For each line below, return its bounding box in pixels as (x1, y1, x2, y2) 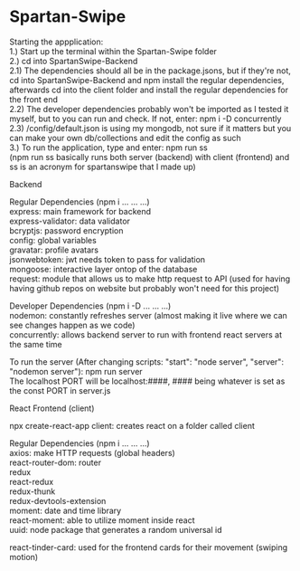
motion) (9, 551, 39, 562)
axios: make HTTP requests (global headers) (9, 447, 176, 458)
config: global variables (9, 234, 97, 245)
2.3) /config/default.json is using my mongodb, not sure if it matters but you (9, 122, 292, 133)
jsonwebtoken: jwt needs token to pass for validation (9, 253, 206, 264)
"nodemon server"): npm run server (9, 366, 143, 376)
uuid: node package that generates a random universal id (9, 524, 222, 535)
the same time (9, 338, 62, 349)
